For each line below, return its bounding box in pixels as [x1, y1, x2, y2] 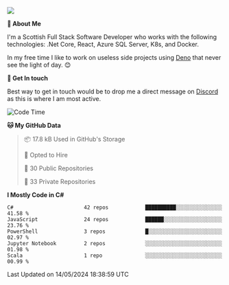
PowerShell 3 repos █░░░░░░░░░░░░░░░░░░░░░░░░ [7, 228, 223, 235]
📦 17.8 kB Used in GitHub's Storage [23, 135, 125, 143]
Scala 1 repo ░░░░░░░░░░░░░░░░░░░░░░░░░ [7, 252, 223, 259]
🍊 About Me [7, 20, 41, 27]
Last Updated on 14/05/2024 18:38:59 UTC [7, 271, 129, 278]
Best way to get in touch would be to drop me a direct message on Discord [7, 87, 218, 95]
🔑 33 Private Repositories [23, 178, 96, 185]
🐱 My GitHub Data [7, 122, 62, 129]
